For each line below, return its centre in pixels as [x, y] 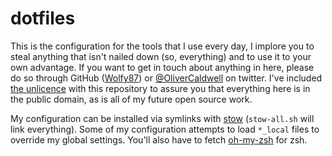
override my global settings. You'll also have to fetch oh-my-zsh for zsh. [159, 139]
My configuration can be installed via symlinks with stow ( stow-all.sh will [162, 118]
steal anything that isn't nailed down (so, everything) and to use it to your [161, 56]
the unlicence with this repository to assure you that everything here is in [160, 88]
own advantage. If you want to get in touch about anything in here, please [162, 67]
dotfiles [43, 18]
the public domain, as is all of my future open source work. [131, 99]
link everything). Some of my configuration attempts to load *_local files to [165, 129]
